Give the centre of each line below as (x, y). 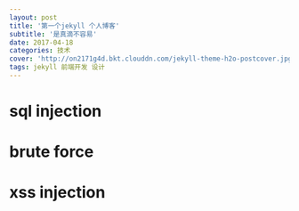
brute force (52, 152)
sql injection (56, 111)
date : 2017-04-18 (41, 42)
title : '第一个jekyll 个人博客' (65, 26)
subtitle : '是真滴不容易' (53, 34)
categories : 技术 (40, 51)
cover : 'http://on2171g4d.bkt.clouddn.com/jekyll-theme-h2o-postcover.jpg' (153, 59)
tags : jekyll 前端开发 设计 (57, 68)
